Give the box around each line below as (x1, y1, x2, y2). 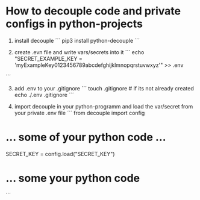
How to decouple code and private (5, 4, 181, 18)
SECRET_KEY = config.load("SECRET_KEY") (5, 150, 115, 157)
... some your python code (5, 172, 140, 185)
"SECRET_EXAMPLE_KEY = (14, 55, 83, 62)
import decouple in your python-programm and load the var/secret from (14, 102, 193, 110)
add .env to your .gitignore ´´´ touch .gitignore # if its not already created (14, 84, 194, 92)
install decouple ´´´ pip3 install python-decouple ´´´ (14, 37, 140, 44)
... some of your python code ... (5, 131, 166, 144)
